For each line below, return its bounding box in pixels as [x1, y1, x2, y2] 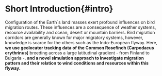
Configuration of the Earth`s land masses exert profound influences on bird [5, 19, 155, 25]
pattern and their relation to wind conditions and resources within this [5, 60, 149, 66]
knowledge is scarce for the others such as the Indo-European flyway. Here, [5, 39, 158, 45]
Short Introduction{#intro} [5, 3, 113, 14]
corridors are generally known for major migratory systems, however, [5, 35, 144, 40]
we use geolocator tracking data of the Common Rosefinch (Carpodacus [5, 45, 154, 51]
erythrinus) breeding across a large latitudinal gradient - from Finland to [5, 50, 150, 56]
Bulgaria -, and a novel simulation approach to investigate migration [5, 55, 144, 61]
